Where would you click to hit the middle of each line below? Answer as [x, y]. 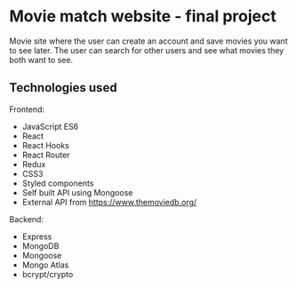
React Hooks [45, 145]
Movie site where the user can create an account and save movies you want [148, 41]
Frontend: [27, 109]
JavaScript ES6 [50, 126]
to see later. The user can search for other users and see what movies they [147, 50]
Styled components [58, 183]
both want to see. [41, 60]
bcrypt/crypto [48, 274]
